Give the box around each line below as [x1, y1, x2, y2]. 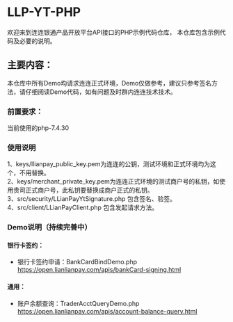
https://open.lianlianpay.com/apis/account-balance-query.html [17, 307, 198, 315]
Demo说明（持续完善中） [7, 223, 92, 232]
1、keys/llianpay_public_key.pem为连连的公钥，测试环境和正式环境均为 [7, 160, 211, 168]
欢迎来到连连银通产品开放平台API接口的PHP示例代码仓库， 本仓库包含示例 [7, 28, 220, 36]
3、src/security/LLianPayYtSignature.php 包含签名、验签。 [7, 195, 176, 203]
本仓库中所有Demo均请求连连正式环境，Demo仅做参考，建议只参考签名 [7, 79, 212, 87]
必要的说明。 [19, 36, 56, 45]
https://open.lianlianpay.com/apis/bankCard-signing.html [17, 266, 182, 274]
